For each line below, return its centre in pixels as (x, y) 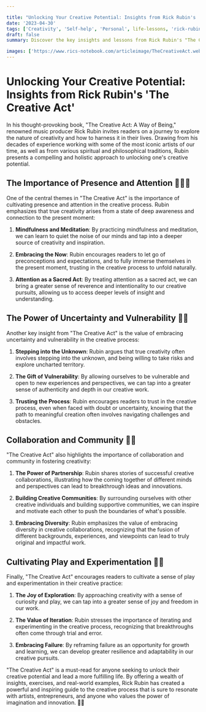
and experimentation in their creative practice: (65, 583)
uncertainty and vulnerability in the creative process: (73, 339)
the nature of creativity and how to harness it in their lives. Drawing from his (102, 137)
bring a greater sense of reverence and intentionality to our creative (101, 285)
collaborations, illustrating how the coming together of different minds (103, 480)
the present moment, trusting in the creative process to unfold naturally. (106, 267)
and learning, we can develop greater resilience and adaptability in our (104, 652)
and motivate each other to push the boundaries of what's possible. (101, 511)
